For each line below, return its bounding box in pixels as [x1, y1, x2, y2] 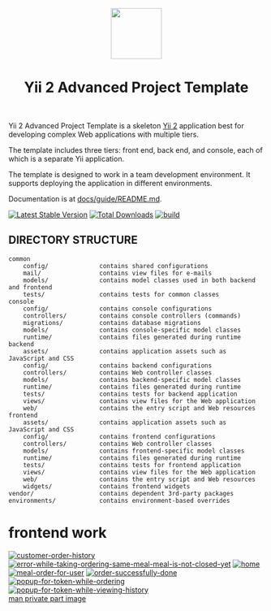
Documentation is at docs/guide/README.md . [8, 193, 162, 203]
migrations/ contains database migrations [23, 318, 201, 327]
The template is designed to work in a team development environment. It [8, 169, 251, 179]
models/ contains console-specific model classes [23, 326, 242, 334]
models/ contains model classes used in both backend [23, 276, 256, 284]
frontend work [8, 523, 107, 542]
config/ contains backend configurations [23, 362, 213, 370]
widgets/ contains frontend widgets [23, 482, 191, 491]
